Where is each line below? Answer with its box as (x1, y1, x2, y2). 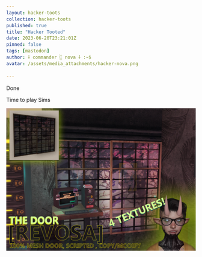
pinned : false (6, 42, 42, 48)
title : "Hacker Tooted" (6, 29, 66, 35)
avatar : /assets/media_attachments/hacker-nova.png (6, 60, 138, 66)
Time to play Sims (6, 96, 51, 103)
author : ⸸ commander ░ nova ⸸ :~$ (6, 54, 91, 60)
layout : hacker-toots (6, 10, 61, 16)
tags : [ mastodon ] (6, 48, 50, 54)
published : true (6, 22, 47, 28)
